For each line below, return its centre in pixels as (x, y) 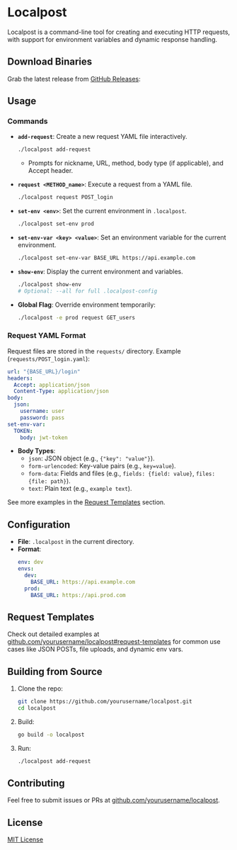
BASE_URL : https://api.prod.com (78, 595)
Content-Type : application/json (62, 391)
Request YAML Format (47, 336)
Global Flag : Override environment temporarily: (86, 305)
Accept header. (51, 171)
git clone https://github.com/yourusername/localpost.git (105, 702)
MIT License (25, 839)
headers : (20, 378)
